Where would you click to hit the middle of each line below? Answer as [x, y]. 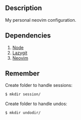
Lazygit [20, 53]
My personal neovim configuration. [41, 20]
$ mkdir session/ [23, 94]
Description [23, 8]
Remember [22, 74]
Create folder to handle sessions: [39, 85]
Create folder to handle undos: [36, 104]
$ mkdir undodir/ [23, 113]
